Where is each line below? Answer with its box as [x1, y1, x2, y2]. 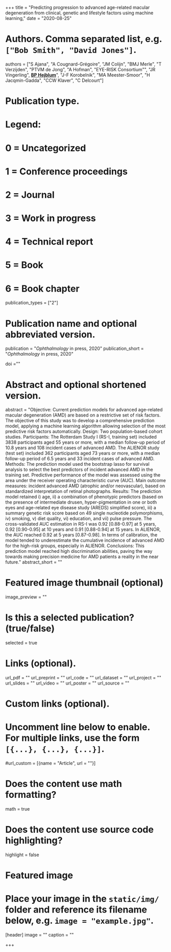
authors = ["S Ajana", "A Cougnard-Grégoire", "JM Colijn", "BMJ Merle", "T [5, 61, 162, 67]
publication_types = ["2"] [5, 300, 58, 306]
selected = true [5, 640, 37, 646]
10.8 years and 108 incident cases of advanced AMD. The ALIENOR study [5, 445, 160, 451]
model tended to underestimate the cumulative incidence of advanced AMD [5, 537, 165, 544]
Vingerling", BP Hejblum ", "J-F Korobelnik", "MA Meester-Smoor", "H [5, 72, 151, 78]
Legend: [5, 119, 41, 130]
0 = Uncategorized [5, 142, 86, 154]
